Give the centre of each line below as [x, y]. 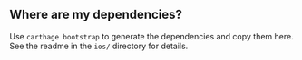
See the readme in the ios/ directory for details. [99, 46]
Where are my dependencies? [96, 15]
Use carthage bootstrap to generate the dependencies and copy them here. [151, 36]
